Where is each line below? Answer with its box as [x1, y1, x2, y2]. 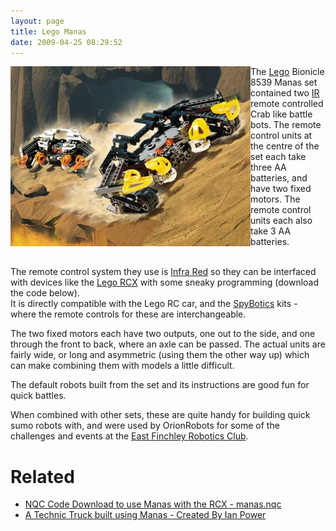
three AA [250, 161, 287, 174]
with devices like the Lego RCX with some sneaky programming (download [10, 276, 320, 289]
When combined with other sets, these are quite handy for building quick [10, 409, 311, 421]
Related [10, 465, 75, 488]
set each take [250, 151, 307, 163]
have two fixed [250, 183, 312, 195]
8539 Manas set [250, 76, 318, 89]
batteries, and [250, 172, 308, 184]
